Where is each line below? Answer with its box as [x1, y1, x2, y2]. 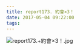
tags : [6, 20, 20, 26]
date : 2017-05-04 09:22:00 [6, 14, 75, 20]
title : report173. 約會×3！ [6, 8, 75, 15]
